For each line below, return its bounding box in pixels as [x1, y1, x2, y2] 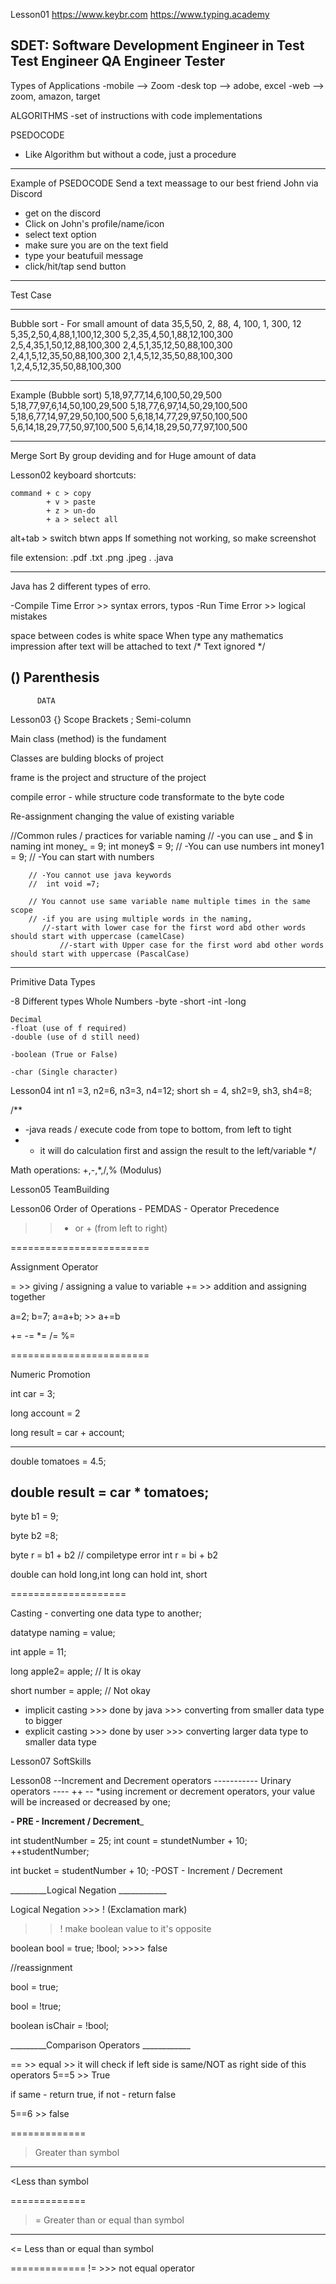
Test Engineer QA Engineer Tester [10, 53, 226, 70]
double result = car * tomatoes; [10, 1484, 210, 1501]
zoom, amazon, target [10, 90, 101, 102]
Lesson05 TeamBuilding [10, 1183, 110, 1195]
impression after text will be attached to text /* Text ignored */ [10, 640, 266, 652]
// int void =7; [28, 879, 101, 889]
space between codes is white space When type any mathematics [10, 629, 284, 641]
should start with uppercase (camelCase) [10, 931, 186, 941]
